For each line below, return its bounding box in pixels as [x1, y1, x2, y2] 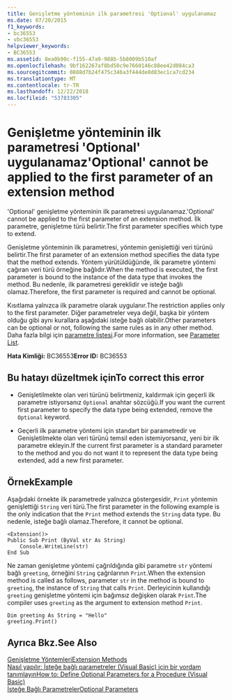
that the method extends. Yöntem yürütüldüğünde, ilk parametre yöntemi [7, 258, 216, 266]
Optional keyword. [17, 413, 71, 421]
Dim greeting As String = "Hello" [7, 612, 108, 619]
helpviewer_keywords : [7, 43, 70, 50]
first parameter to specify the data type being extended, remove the [17, 405, 213, 414]
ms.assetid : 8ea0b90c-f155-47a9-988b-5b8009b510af [7, 56, 157, 63]
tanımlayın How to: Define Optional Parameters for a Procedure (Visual [7, 670, 208, 678]
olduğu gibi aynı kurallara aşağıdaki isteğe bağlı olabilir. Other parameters [7, 316, 216, 324]
